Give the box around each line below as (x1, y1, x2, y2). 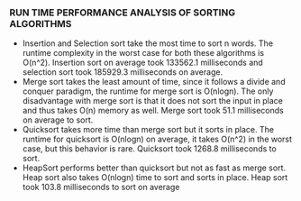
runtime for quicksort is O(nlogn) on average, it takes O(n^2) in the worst (22, 133, 293, 145)
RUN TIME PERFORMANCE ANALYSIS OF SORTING (9, 6, 236, 19)
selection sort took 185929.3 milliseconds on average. (22, 67, 223, 78)
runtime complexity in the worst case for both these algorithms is (22, 48, 264, 59)
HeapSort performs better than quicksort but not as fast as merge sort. (22, 162, 287, 173)
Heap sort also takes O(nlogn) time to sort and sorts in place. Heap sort (22, 172, 288, 183)
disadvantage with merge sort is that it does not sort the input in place (22, 96, 284, 106)
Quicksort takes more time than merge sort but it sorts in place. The (22, 124, 275, 135)
